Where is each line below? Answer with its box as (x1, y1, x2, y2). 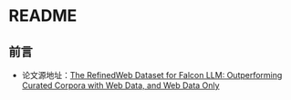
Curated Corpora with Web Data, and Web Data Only (21, 80, 220, 91)
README (8, 5, 78, 26)
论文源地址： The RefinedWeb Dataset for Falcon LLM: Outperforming (21, 70, 283, 80)
